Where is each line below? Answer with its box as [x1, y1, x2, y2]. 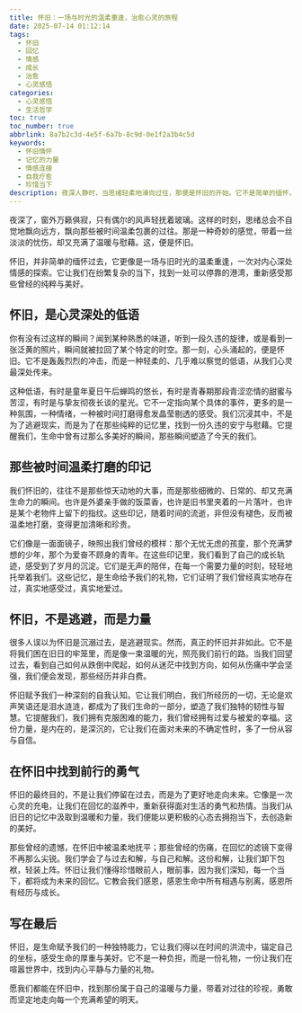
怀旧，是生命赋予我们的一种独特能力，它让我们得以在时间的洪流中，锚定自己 [9, 941, 293, 953]
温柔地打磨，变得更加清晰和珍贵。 [9, 519, 136, 529]
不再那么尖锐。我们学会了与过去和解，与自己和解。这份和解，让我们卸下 [9, 853, 277, 864]
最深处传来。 [9, 366, 57, 378]
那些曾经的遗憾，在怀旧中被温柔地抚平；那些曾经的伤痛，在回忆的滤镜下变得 [9, 842, 293, 853]
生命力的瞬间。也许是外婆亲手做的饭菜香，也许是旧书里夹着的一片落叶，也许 [9, 496, 293, 507]
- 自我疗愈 [17, 172, 53, 181]
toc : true [9, 113, 47, 122]
